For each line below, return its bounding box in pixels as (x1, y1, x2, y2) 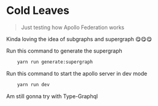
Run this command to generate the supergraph (6, 47, 122, 55)
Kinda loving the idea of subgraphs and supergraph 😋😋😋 (6, 35, 153, 42)
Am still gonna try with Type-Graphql (6, 92, 98, 100)
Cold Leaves (6, 4, 69, 18)
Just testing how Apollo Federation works (21, 24, 125, 31)
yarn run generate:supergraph (17, 59, 93, 65)
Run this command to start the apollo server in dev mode (6, 70, 148, 77)
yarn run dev (17, 81, 50, 88)
